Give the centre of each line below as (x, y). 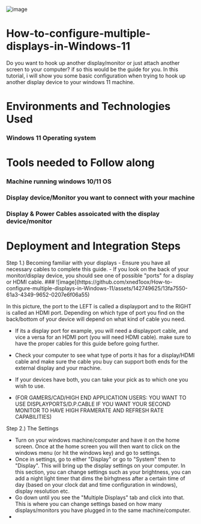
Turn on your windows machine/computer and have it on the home (97, 440)
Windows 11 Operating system (51, 138)
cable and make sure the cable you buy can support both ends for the (101, 361)
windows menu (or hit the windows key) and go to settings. (88, 452)
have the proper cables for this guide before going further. (87, 343)
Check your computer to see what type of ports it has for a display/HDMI (105, 355)
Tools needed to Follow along (80, 163)
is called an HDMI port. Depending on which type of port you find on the (95, 312)
